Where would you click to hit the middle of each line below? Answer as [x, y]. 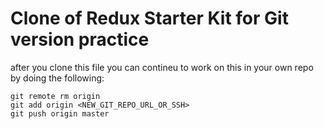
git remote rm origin [55, 96]
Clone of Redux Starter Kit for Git [149, 18]
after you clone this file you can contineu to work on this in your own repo [162, 67]
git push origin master [60, 113]
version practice [80, 39]
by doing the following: [57, 78]
